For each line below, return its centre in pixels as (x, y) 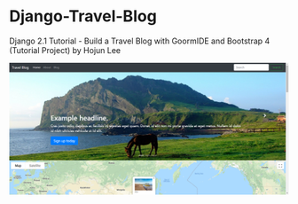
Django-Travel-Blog (83, 16)
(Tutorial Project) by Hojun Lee (65, 50)
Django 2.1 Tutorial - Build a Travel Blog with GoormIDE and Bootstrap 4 (140, 41)
